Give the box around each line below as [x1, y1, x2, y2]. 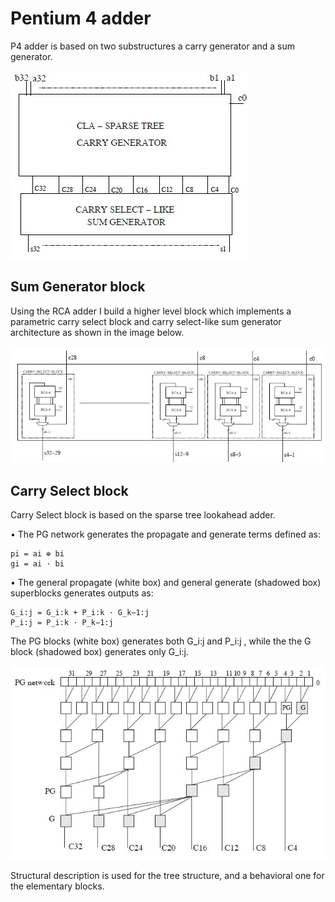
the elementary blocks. [10, 880, 105, 892]
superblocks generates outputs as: [10, 587, 154, 599]
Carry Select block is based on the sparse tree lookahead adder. [10, 509, 276, 521]
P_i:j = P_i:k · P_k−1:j [10, 618, 114, 628]
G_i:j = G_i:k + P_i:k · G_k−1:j [10, 608, 150, 618]
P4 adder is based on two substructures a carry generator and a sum [10, 40, 296, 52]
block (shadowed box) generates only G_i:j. [10, 646, 189, 658]
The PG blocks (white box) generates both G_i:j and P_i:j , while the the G [10, 635, 312, 647]
